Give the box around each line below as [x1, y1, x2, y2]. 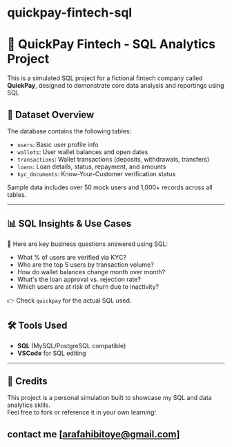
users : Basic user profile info [17, 140, 99, 149]
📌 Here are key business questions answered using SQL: [7, 240, 168, 248]
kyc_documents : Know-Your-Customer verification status [17, 169, 176, 178]
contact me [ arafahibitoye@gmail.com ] [7, 428, 180, 440]
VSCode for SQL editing [17, 349, 86, 357]
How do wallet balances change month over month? [17, 267, 166, 276]
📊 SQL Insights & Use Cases [7, 218, 132, 229]
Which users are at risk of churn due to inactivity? [17, 282, 159, 291]
